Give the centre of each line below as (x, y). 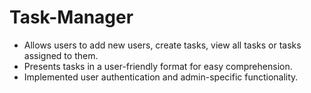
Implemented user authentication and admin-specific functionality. (161, 77)
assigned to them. (61, 55)
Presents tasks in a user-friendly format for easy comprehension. (158, 66)
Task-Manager (71, 17)
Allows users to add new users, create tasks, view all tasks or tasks (162, 45)
